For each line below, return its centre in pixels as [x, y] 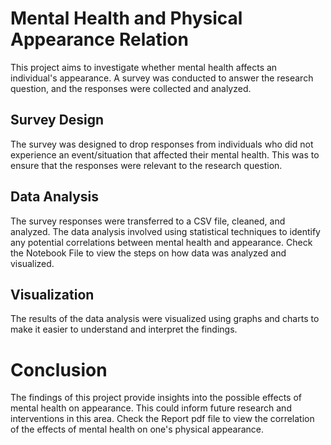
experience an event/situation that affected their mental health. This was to [165, 154]
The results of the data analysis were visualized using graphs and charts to [165, 319]
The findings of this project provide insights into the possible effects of [156, 398]
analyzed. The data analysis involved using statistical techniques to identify [165, 231]
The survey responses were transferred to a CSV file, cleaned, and [148, 221]
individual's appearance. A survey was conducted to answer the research [162, 78]
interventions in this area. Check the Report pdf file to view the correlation [162, 419]
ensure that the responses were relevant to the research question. [146, 165]
